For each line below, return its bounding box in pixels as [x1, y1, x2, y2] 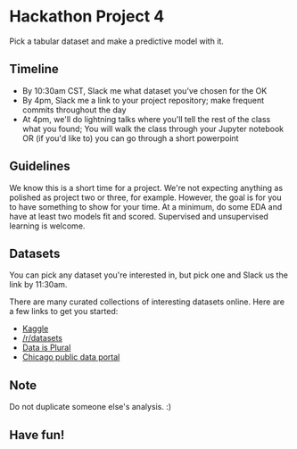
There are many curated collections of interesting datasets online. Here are [9, 296, 285, 307]
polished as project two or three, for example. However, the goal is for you [9, 192, 282, 203]
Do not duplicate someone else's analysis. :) [9, 402, 172, 412]
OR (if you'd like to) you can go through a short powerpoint [21, 132, 239, 144]
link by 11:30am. [9, 279, 68, 290]
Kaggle [21, 323, 49, 334]
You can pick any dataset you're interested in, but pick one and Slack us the [9, 270, 288, 280]
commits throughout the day [21, 104, 127, 115]
